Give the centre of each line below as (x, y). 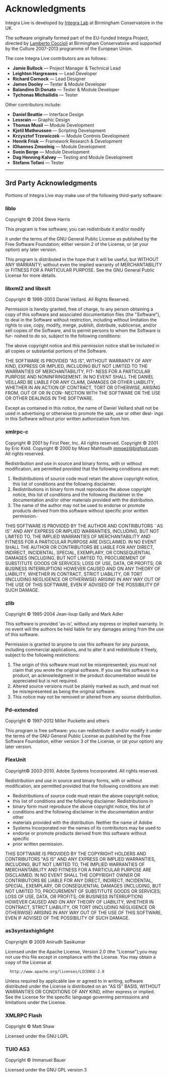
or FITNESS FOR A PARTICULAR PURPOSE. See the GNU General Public (80, 270)
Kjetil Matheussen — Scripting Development (59, 130)
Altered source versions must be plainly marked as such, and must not (86, 686)
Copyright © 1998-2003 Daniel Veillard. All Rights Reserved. (67, 299)
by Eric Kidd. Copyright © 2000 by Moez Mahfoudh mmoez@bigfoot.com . (82, 448)
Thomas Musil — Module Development (53, 125)
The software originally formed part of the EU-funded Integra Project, (77, 38)
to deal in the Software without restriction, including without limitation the (81, 320)
